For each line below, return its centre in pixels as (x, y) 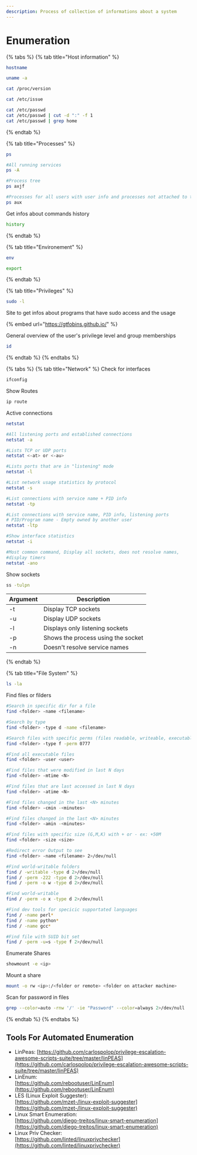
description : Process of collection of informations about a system (91, 11)
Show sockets (23, 574)
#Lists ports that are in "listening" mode (60, 467)
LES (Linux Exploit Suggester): (51, 1095)
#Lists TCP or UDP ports (36, 450)
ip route (17, 402)
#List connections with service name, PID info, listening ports (87, 514)
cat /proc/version (28, 89)
